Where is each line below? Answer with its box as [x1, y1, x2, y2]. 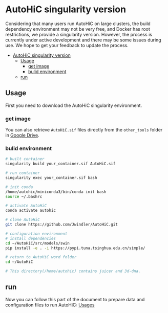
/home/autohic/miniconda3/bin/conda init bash [5, 189, 107, 194]
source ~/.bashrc [5, 194, 43, 199]
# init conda [5, 184, 33, 190]
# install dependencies [5, 236, 56, 241]
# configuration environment [5, 231, 68, 236]
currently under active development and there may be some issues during [5, 37, 161, 43]
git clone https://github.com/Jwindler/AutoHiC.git [5, 222, 118, 227]
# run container [5, 170, 40, 176]
